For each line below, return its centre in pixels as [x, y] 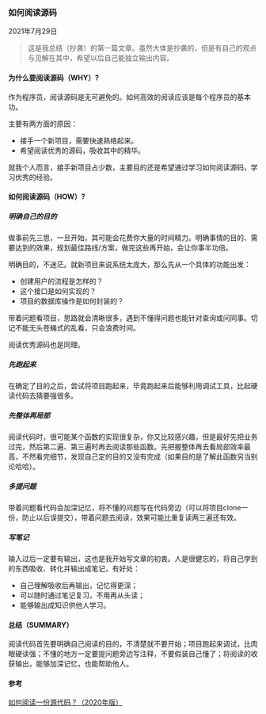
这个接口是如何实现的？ [58, 292]
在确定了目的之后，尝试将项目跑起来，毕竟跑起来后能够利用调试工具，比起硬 [133, 386]
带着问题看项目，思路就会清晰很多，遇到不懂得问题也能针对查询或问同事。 [129, 318]
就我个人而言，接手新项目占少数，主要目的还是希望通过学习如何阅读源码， [129, 167]
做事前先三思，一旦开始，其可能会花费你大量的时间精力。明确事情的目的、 [129, 238]
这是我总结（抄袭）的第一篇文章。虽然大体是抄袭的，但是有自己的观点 [142, 48]
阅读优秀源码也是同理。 [46, 345]
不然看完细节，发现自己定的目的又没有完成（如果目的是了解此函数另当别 [140, 456]
